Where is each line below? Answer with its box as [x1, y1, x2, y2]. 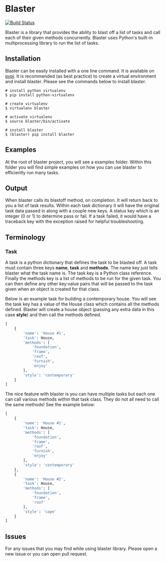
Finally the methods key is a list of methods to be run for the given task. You [5, 275, 161, 282]
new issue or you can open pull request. [5, 551, 88, 557]
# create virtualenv [5, 101, 48, 106]
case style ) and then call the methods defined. [5, 312, 101, 318]
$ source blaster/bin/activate [5, 119, 70, 124]
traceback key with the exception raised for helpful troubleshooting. [5, 218, 145, 224]
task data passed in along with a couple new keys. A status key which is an [5, 208, 160, 214]
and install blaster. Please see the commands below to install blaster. [5, 78, 146, 84]
